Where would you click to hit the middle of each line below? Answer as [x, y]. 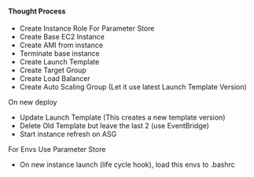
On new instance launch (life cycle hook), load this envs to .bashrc [127, 164]
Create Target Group [53, 70]
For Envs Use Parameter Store [57, 149]
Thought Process [37, 11]
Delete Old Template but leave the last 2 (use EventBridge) [114, 126]
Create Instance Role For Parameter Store [87, 28]
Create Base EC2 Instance [62, 37]
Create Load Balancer [55, 79]
